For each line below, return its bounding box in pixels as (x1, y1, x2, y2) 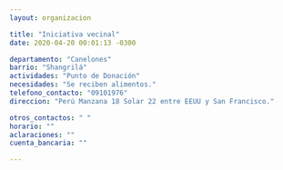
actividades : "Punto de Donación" (9, 72, 141, 81)
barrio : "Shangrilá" (9, 63, 88, 73)
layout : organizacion (9, 13, 92, 23)
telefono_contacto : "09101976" (9, 88, 128, 97)
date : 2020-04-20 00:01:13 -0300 (9, 38, 136, 47)
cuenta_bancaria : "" (9, 138, 88, 148)
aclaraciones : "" (9, 130, 76, 139)
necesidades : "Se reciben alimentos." (9, 80, 157, 89)
